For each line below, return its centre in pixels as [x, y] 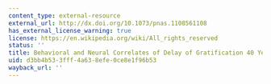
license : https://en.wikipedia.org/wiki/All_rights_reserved [113, 38]
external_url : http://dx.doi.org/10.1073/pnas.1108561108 [108, 23]
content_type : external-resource [65, 16]
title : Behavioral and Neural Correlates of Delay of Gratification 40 [131, 53]
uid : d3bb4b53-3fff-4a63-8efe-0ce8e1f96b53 [83, 61]
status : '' [27, 46]
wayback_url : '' [35, 68]
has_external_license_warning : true [70, 30]
